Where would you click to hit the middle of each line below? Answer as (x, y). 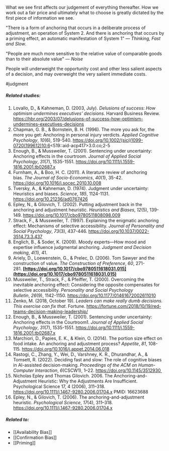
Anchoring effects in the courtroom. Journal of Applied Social (77, 156)
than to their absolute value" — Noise (45, 59)
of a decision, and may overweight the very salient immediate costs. (76, 74)
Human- (147, 365)
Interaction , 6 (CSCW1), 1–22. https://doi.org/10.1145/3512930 (98, 370)
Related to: (17, 419)
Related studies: (23, 95)
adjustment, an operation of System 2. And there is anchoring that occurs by (85, 33)
